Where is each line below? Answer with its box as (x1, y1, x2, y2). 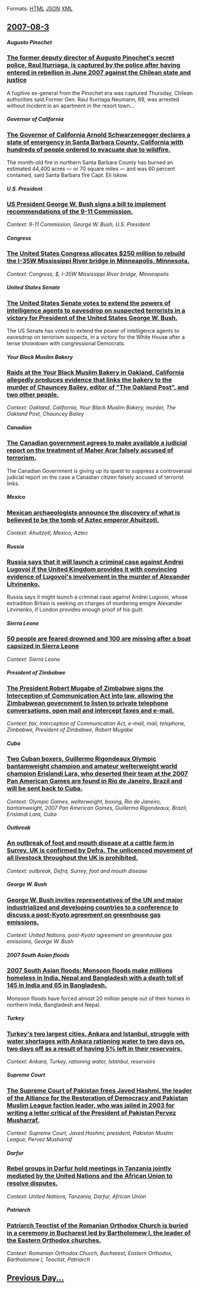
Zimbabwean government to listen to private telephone (7, 699, 168, 707)
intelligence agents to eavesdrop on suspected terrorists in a (7, 306, 185, 314)
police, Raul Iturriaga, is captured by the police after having (7, 61, 181, 69)
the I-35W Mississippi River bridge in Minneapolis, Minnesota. (7, 257, 190, 265)
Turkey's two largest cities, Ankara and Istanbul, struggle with (7, 1029, 190, 1037)
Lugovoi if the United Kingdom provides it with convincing (7, 565, 177, 574)
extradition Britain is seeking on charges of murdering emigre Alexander (7, 600, 182, 607)
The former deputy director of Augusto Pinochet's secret (7, 53, 175, 62)
